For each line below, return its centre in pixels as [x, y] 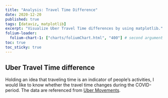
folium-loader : [21, 33]
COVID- [144, 85]
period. [13, 90]
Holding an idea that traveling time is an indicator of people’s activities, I [80, 80]
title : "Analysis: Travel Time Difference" [52, 10]
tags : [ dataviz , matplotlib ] [36, 24]
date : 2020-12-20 [23, 15]
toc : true [16, 43]
